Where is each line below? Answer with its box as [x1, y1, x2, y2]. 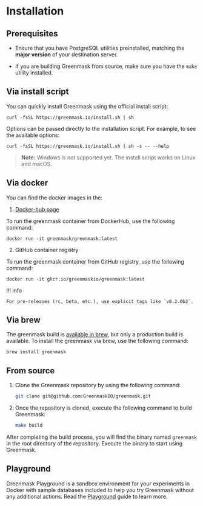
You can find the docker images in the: [6, 194, 103, 201]
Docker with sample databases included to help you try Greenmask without [6, 486, 194, 493]
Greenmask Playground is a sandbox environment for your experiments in [6, 480, 190, 487]
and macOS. [21, 160, 53, 167]
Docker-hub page [15, 205, 59, 213]
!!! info [6, 287, 22, 294]
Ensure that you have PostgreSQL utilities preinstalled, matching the [15, 44, 185, 52]
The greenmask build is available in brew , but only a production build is [6, 331, 184, 338]
